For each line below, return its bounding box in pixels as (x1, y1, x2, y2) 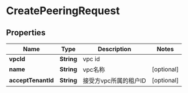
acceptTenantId (9, 77, 54, 84)
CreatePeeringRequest (6, 4, 120, 18)
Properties (6, 28, 46, 38)
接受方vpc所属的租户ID (83, 77, 146, 85)
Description (98, 45, 132, 53)
